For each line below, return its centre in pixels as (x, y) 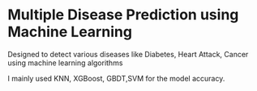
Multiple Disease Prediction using (123, 15)
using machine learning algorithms (65, 63)
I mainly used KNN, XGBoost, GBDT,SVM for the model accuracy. (116, 78)
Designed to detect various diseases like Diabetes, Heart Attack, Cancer (128, 54)
